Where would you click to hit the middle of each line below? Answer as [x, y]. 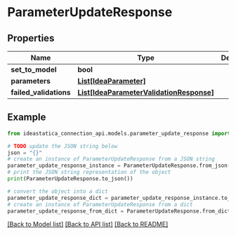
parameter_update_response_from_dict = [66, 211]
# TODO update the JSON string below [63, 146]
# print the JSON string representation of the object [89, 173]
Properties [31, 38]
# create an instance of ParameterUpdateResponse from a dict [100, 204]
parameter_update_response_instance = [64, 166]
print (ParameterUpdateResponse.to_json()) [70, 179]
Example [27, 117]
